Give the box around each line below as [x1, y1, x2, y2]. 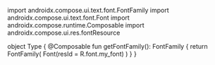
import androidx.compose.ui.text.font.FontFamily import [7, 6, 169, 14]
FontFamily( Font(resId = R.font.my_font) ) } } [7, 49, 137, 58]
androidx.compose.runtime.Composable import [7, 21, 145, 29]
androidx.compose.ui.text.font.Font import [7, 13, 130, 22]
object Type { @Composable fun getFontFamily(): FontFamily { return [7, 42, 208, 50]
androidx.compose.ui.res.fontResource [7, 28, 121, 37]
